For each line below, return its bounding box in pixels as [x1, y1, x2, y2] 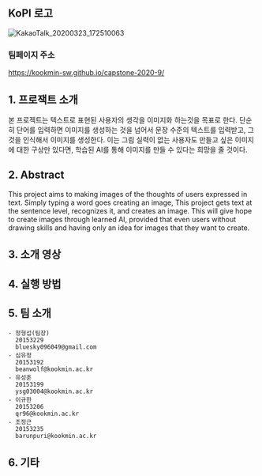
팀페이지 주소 [8, 49, 55, 60]
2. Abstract [8, 168, 65, 182]
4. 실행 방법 [8, 277, 62, 290]
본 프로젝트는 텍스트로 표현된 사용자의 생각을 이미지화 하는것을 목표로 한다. [8, 115, 238, 124]
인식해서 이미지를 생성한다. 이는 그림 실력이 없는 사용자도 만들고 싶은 [22, 134, 234, 144]
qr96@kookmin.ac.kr [15, 410, 80, 418]
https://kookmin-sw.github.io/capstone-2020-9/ [8, 68, 165, 77]
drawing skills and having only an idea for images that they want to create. [8, 223, 250, 232]
